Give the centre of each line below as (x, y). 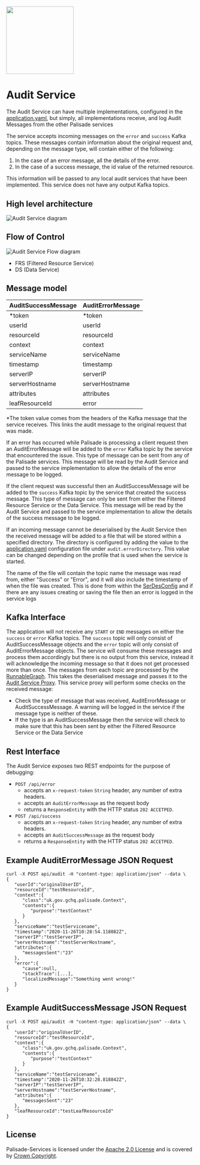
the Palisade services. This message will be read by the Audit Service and (97, 462)
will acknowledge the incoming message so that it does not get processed (98, 664)
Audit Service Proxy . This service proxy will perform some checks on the (96, 683)
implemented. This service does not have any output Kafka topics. (88, 185)
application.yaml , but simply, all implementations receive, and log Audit (94, 118)
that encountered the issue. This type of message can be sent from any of (98, 455)
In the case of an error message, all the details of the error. (87, 161)
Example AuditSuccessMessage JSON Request (96, 1008)
